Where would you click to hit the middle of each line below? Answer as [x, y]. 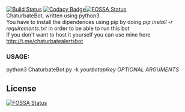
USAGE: [18, 56]
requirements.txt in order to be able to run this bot [68, 28]
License [21, 88]
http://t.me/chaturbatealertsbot [45, 41]
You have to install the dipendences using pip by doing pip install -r [89, 22]
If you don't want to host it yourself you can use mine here [78, 35]
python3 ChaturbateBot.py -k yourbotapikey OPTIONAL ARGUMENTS [92, 69]
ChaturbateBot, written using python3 [53, 16]
